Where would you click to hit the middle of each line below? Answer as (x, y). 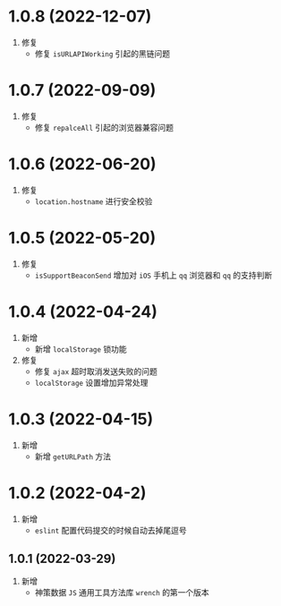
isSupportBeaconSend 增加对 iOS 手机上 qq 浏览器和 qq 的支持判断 (153, 275)
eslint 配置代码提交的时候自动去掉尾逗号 (111, 530)
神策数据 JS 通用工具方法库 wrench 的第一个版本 (122, 593)
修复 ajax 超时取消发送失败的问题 (96, 371)
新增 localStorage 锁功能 (81, 349)
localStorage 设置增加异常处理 (91, 382)
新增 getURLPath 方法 (73, 456)
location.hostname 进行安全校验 (94, 201)
